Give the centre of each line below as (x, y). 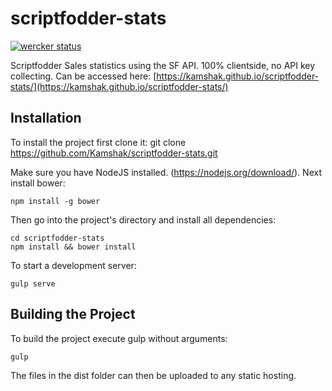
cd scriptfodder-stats (57, 238)
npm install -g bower (55, 201)
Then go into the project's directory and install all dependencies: (143, 219)
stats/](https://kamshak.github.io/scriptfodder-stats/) (119, 86)
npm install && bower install (73, 247)
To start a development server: (73, 265)
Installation (46, 118)
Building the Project (73, 314)
